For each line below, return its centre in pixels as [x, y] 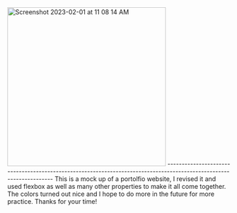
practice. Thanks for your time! [52, 201]
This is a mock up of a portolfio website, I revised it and [135, 179]
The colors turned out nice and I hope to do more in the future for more [111, 194]
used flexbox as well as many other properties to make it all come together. [117, 186]
